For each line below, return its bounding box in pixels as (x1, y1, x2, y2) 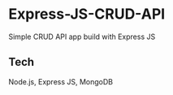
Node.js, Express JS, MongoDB (8, 76, 114, 86)
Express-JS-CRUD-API (8, 5, 166, 24)
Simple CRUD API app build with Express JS (8, 32, 156, 41)
